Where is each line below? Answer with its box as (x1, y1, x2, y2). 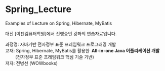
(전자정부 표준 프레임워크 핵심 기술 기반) (15, 54, 95, 60)
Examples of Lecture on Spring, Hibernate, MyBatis (5, 20, 112, 26)
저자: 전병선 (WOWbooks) (5, 60, 58, 66)
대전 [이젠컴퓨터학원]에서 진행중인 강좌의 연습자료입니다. (5, 30, 117, 36)
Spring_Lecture (5, 4, 72, 15)
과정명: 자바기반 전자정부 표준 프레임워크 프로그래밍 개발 (5, 41, 116, 47)
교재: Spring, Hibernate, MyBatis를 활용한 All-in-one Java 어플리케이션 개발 (5, 47, 160, 53)
